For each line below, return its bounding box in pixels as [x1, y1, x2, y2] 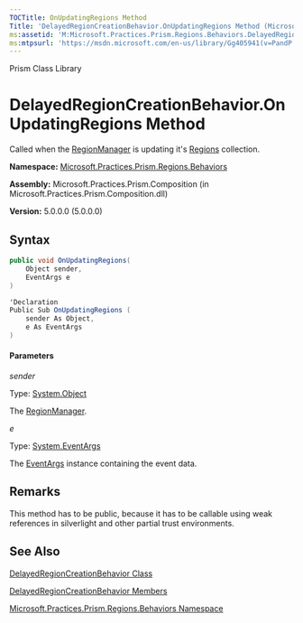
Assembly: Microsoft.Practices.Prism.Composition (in [9, 179, 209, 190]
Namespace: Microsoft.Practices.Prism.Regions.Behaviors [9, 162, 228, 172]
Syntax [9, 232, 50, 247]
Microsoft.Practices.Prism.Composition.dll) [9, 189, 169, 200]
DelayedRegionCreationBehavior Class [9, 568, 153, 579]
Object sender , [25, 264, 83, 274]
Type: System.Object [9, 388, 87, 399]
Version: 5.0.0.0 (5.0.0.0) [9, 206, 103, 217]
